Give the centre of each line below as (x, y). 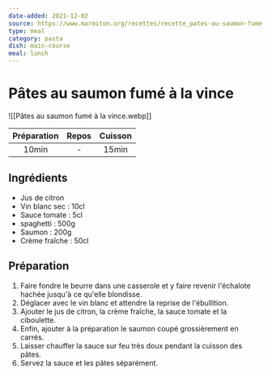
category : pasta (36, 38)
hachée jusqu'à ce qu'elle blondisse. (81, 294)
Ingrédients (38, 178)
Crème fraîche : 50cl (54, 240)
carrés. (32, 337)
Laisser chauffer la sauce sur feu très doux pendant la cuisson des (131, 345)
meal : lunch (28, 53)
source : (21, 23)
